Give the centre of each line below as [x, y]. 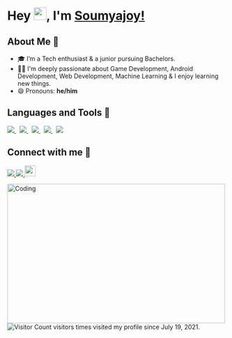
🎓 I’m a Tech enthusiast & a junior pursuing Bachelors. [96, 59]
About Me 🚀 [33, 41]
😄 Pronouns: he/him [47, 91]
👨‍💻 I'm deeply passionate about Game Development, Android [105, 69]
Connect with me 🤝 [49, 152]
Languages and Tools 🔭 [59, 113]
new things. [34, 83]
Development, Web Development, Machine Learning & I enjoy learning [118, 76]
